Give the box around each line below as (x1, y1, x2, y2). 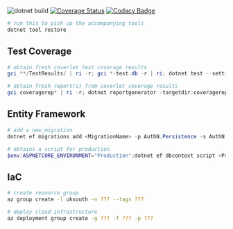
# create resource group (7, 190, 79, 196)
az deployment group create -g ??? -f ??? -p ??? (7, 214, 154, 221)
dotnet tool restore (7, 26, 67, 33)
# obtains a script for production (7, 145, 110, 152)
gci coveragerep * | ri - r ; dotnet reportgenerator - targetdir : (7, 89, 194, 96)
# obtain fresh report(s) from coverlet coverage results (7, 83, 178, 90)
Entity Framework (7, 108, 86, 120)
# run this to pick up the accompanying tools (7, 20, 144, 27)
